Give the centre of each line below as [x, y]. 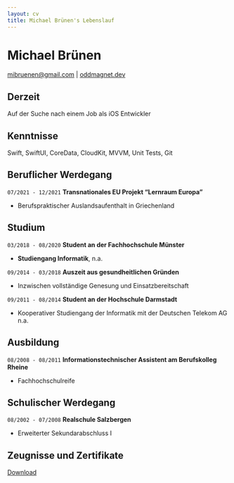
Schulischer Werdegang [61, 402]
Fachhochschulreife [46, 380]
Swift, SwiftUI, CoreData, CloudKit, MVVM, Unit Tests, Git [90, 153]
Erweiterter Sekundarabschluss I [65, 433]
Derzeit [24, 97]
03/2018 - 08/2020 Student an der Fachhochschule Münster [96, 244]
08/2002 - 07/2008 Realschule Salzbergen [69, 420]
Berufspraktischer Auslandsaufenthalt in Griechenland [96, 206]
